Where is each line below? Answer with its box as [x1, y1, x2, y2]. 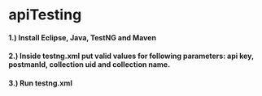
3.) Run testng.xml [8, 78, 73, 88]
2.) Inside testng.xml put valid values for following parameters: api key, [8, 51, 254, 61]
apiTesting [8, 6, 82, 24]
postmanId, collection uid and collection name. [8, 60, 171, 69]
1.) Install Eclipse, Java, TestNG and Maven [8, 32, 157, 42]
